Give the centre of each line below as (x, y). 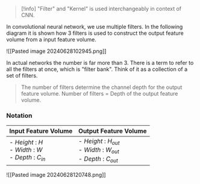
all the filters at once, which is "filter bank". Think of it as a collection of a (97, 69)
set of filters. (22, 75)
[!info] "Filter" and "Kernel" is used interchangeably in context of (101, 9)
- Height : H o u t (99, 142)
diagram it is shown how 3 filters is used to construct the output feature (95, 33)
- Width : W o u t (98, 150)
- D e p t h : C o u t (98, 159)
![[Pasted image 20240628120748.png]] (56, 174)
